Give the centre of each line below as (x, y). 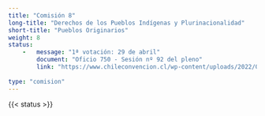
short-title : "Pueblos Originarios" (68, 30)
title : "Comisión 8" (42, 15)
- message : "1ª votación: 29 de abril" (91, 52)
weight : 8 (24, 37)
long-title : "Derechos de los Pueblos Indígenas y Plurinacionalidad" (127, 23)
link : (46, 67)
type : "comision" (37, 81)
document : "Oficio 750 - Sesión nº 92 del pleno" (119, 60)
